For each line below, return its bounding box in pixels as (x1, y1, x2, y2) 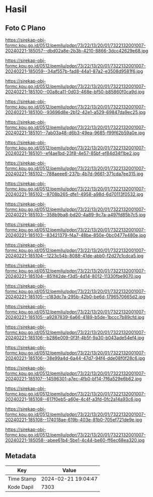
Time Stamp (8, 475, 37, 482)
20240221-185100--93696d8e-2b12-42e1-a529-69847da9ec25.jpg (5, 109, 146, 115)
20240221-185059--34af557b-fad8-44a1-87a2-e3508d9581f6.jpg (5, 68, 143, 74)
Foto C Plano (5, 24, 46, 32)
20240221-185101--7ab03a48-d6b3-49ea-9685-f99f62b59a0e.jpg (5, 130, 145, 136)
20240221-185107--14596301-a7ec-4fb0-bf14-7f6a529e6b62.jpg (5, 376, 142, 381)
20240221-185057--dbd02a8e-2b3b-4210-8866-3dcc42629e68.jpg (5, 48, 148, 53)
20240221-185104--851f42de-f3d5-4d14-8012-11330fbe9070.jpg (5, 273, 141, 279)
